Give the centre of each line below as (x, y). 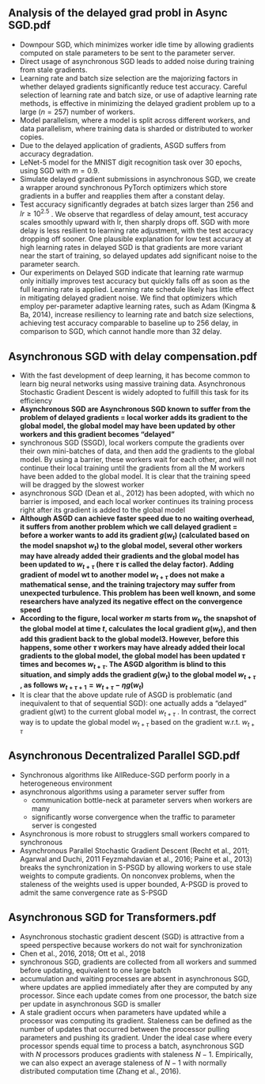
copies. (32, 137)
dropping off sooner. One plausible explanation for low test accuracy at (135, 239)
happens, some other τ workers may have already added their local (132, 647)
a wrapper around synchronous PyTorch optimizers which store (123, 187)
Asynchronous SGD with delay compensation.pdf (133, 356)
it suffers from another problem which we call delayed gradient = (129, 527)
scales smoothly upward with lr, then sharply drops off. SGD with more (134, 222)
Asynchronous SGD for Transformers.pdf (112, 917)
